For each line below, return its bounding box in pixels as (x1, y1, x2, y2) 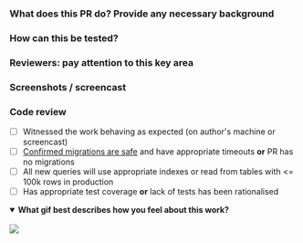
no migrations (22, 156, 75, 167)
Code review (9, 105, 67, 118)
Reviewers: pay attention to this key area (9, 56, 194, 69)
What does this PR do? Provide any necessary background (9, 7, 275, 20)
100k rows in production (22, 176, 114, 187)
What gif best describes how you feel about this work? (17, 205, 230, 216)
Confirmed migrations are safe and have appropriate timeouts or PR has (22, 146, 294, 157)
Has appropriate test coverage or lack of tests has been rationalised (22, 186, 279, 197)
